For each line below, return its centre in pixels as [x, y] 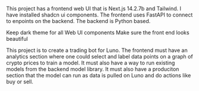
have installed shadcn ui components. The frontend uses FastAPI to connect [99, 15]
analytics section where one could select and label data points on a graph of [99, 56]
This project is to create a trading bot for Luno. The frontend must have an [97, 50]
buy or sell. [20, 82]
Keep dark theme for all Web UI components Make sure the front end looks [98, 32]
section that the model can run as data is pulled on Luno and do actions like [99, 75]
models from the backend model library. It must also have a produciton [93, 69]
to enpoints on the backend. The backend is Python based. [78, 21]
